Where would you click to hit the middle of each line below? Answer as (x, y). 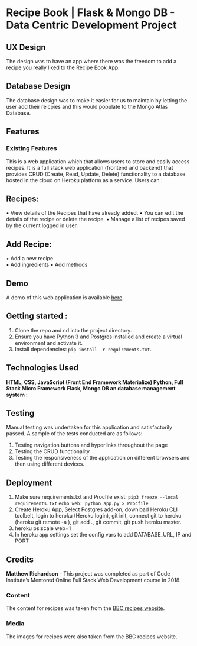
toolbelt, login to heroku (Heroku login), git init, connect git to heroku (98, 516)
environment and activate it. (48, 343)
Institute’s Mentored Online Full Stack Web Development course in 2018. (93, 580)
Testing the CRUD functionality (52, 451)
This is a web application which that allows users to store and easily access (98, 161)
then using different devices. (49, 464)
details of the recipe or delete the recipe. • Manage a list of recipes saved (96, 219)
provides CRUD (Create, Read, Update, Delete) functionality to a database (96, 174)
